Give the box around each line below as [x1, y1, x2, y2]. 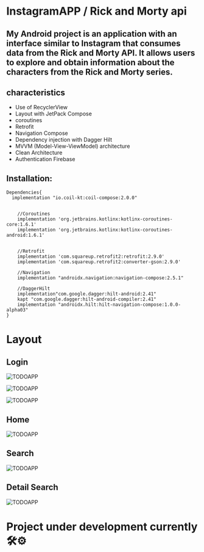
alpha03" [6, 307, 29, 313]
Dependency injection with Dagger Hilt [15, 136, 113, 143]
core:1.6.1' [6, 222, 37, 228]
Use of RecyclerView [15, 104, 68, 111]
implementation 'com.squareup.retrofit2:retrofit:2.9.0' [17, 253, 165, 260]
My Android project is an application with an [6, 29, 177, 39]
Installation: [6, 173, 53, 184]
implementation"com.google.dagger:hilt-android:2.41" [17, 291, 157, 297]
